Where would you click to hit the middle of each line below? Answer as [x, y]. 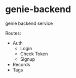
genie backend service [29, 23]
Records [21, 64]
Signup [28, 59]
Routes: [13, 33]
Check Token [34, 54]
